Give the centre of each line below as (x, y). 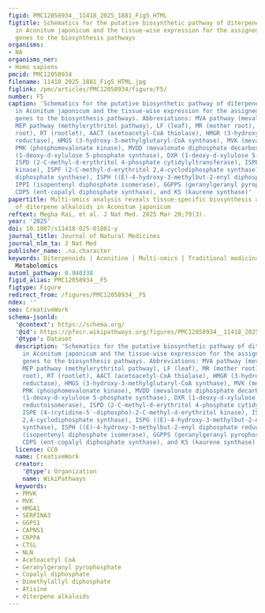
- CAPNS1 (30, 531)
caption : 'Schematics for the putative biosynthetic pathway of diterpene (134, 104)
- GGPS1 (28, 523)
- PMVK (26, 494)
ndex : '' (22, 302)
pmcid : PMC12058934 (40, 74)
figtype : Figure (35, 288)
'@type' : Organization (60, 471)
